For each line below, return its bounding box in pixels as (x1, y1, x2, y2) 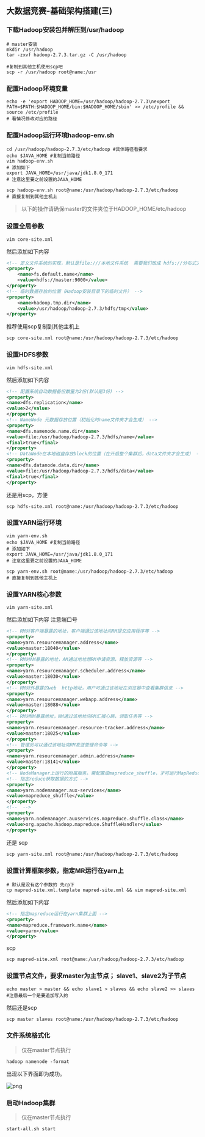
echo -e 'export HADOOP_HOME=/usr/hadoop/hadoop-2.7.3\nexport (6, 98, 171, 105)
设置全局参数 (6, 222, 45, 230)
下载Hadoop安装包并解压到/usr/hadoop (6, 26, 124, 34)
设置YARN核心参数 (6, 590, 62, 598)
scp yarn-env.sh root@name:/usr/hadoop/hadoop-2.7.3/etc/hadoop (6, 568, 173, 575)
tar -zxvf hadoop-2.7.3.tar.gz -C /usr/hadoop (6, 51, 127, 58)
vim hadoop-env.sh (6, 158, 53, 164)
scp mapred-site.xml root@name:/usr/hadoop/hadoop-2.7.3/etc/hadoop (6, 956, 184, 963)
